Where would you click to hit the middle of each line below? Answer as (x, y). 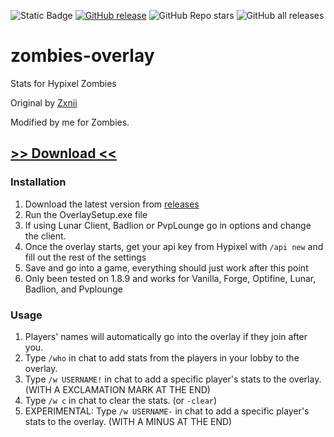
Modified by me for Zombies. (70, 122)
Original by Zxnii (44, 102)
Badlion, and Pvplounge (73, 289)
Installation (38, 182)
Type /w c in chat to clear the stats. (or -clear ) (121, 400)
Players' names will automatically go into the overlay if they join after (166, 336)
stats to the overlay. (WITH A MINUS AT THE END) (128, 421)
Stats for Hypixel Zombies (63, 83)
